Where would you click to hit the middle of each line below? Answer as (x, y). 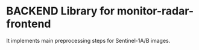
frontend (29, 24)
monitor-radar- (155, 11)
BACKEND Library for (61, 11)
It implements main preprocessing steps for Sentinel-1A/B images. (88, 40)
